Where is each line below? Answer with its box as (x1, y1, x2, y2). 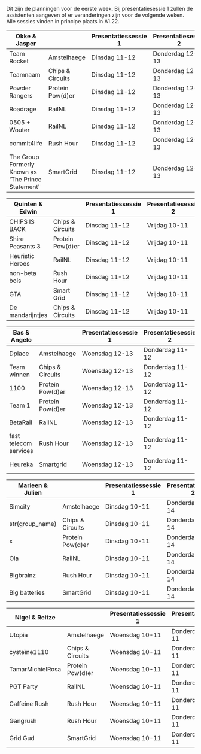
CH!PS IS (9, 218, 35, 226)
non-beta (9, 269, 37, 277)
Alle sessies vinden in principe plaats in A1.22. (6, 18, 120, 25)
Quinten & (14, 200, 43, 208)
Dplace (9, 349, 29, 358)
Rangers (9, 92, 33, 99)
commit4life (9, 139, 43, 147)
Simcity (9, 503, 31, 510)
